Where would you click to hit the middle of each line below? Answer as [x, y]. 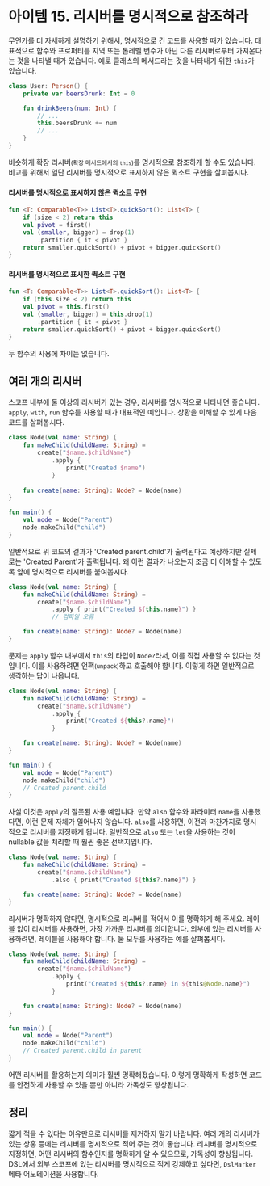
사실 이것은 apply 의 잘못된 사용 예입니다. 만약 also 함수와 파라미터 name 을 [124, 812]
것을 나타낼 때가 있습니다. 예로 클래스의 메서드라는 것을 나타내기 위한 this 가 [136, 61]
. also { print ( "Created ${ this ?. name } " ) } [124, 880]
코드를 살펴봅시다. [37, 423]
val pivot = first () [57, 225]
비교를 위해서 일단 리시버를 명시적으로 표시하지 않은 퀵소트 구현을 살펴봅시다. [129, 172]
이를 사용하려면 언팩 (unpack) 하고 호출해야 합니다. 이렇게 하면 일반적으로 [143, 665]
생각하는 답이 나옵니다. [44, 675]
